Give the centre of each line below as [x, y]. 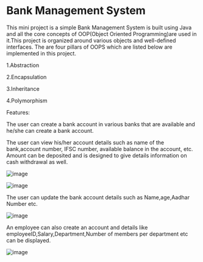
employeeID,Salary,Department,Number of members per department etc [97, 234]
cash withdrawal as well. [37, 161]
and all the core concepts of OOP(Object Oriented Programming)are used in [101, 34]
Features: [18, 112]
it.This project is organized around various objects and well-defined [91, 40]
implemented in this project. [41, 53]
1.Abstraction [23, 65]
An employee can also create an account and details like [77, 227]
